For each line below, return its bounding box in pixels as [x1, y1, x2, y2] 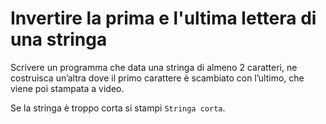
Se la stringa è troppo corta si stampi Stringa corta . [10, 102, 226, 114]
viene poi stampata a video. [10, 82, 125, 94]
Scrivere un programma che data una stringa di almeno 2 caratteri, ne [10, 61, 298, 73]
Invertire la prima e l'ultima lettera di [10, 7, 317, 30]
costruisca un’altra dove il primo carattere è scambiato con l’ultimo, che [10, 72, 305, 84]
